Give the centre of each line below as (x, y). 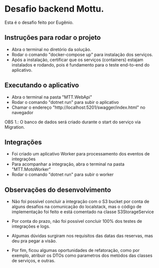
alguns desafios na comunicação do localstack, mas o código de (77, 207)
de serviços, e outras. (33, 261)
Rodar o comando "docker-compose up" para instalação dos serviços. (82, 54)
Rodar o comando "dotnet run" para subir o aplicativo (65, 102)
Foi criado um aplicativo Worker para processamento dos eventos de (81, 154)
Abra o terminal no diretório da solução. (51, 49)
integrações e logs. (31, 226)
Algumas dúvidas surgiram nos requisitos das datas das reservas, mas (82, 236)
